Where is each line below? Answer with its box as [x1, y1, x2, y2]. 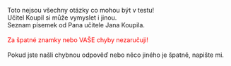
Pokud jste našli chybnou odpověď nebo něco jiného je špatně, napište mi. [7, 51, 225, 59]
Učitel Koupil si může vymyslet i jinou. [7, 13, 117, 22]
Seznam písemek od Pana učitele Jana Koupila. [7, 21, 145, 29]
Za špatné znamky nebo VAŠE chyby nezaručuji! [7, 36, 148, 44]
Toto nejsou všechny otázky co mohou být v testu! [7, 6, 155, 14]
